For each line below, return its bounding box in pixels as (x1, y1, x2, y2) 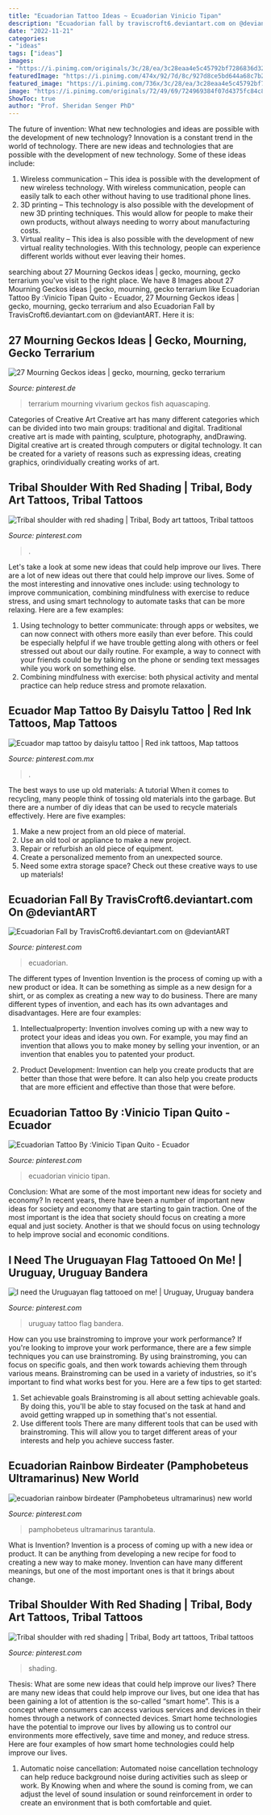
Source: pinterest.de (8, 383, 77, 393)
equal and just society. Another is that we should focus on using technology (8, 1221, 261, 1231)
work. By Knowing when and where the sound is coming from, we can (19, 1780, 253, 1790)
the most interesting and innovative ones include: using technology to (8, 579, 240, 588)
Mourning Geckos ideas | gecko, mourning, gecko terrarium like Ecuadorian (8, 284, 261, 294)
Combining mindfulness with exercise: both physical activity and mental (19, 672, 259, 681)
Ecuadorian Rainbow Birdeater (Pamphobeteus (8, 1459, 249, 1473)
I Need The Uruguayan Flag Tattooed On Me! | (8, 1253, 243, 1267)
